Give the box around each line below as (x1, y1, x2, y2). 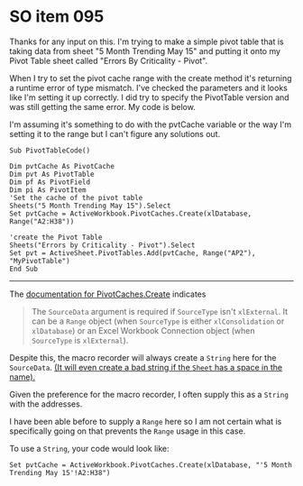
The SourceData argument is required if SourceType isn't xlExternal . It (31, 306, 289, 316)
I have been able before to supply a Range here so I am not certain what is (9, 416, 282, 426)
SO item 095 (9, 6, 105, 27)
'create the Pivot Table (9, 233, 103, 242)
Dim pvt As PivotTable (9, 170, 95, 179)
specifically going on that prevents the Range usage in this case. (9, 426, 246, 436)
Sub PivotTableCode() (9, 146, 91, 155)
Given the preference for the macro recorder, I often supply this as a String (9, 389, 289, 399)
